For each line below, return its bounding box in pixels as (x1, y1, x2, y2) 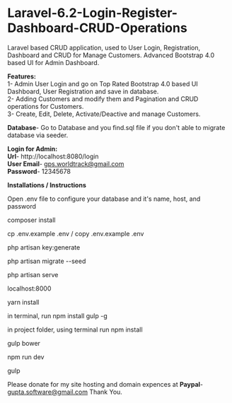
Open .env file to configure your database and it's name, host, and (7, 194, 201, 203)
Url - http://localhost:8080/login (7, 152, 99, 160)
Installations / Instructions (7, 180, 86, 189)
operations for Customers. (7, 102, 84, 110)
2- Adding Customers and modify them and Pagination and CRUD (7, 94, 199, 103)
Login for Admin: (7, 144, 58, 153)
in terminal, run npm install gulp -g (7, 311, 108, 320)
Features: (7, 72, 37, 81)
